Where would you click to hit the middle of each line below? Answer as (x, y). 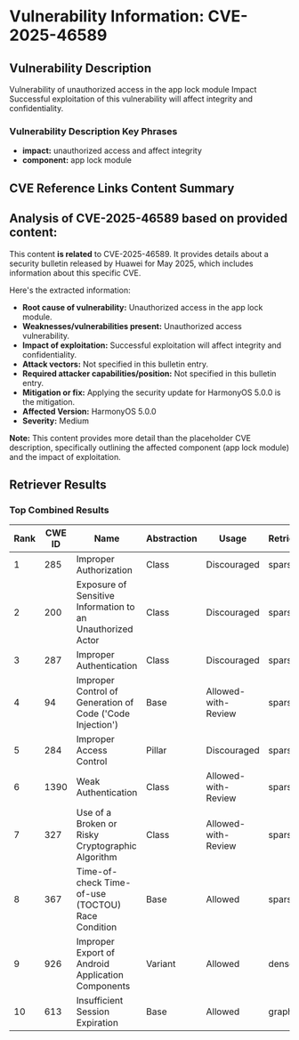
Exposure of (101, 584)
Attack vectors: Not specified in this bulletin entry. (115, 364)
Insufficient (100, 1001)
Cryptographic (106, 846)
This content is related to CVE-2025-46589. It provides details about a (139, 254)
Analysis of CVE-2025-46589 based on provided (149, 218)
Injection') (97, 725)
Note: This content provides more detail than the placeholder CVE (130, 438)
